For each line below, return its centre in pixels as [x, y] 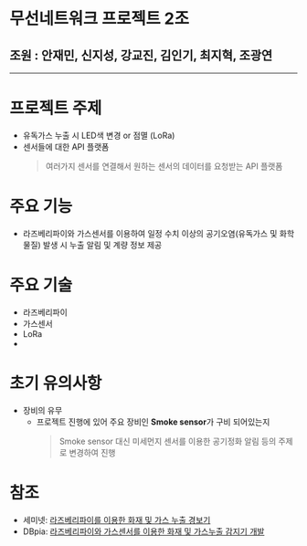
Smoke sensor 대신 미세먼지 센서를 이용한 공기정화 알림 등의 [168, 441]
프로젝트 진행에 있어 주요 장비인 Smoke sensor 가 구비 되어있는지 [153, 422]
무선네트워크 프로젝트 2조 [100, 19]
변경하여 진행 [92, 452]
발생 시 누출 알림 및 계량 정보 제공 [102, 245]
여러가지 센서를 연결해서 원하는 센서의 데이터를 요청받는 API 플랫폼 [164, 166]
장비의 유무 [42, 410]
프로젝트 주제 [56, 108]
